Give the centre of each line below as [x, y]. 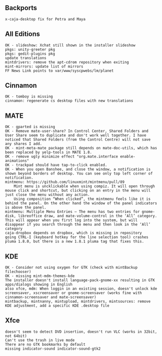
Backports [21, 8]
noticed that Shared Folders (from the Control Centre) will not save [78, 140]
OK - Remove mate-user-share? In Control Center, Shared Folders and [77, 131]
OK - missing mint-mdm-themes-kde [40, 276]
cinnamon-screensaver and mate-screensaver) [51, 297]
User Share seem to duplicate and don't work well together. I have [76, 135]
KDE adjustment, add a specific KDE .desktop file [57, 306]
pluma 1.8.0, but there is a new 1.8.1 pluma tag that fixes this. [75, 242]
